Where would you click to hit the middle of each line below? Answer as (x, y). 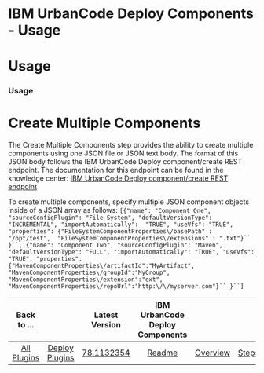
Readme (163, 353)
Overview (213, 353)
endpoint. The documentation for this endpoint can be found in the (116, 170)
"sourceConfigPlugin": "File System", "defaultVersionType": (110, 218)
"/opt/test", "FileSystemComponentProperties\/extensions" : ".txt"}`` (130, 239)
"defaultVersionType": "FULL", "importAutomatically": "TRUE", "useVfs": (132, 252)
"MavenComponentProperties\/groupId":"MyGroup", (89, 273)
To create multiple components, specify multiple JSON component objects (129, 202)
